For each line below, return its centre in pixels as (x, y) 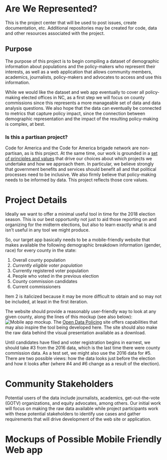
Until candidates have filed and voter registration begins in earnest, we (78, 342)
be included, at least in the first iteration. (47, 302)
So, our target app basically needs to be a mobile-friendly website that (78, 240)
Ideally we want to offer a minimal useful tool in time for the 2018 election (80, 214)
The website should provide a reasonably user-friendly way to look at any (81, 311)
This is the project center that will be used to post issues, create (71, 23)
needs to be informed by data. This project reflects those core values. (77, 180)
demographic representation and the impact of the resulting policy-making (82, 119)
